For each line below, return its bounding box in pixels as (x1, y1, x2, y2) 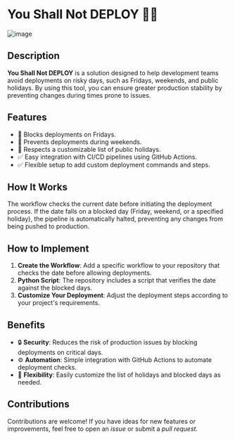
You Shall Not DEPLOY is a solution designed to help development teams (7, 68, 220, 77)
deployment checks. (17, 363, 77, 371)
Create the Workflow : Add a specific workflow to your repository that (17, 261, 220, 270)
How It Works (7, 181, 68, 193)
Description (7, 50, 60, 62)
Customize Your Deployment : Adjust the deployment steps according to (17, 291, 229, 299)
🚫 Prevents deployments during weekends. (17, 137, 142, 146)
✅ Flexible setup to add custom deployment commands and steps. (17, 160, 211, 169)
